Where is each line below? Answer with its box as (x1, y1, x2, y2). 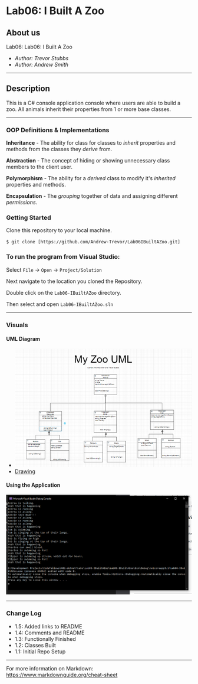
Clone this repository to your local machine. (6, 227, 112, 234)
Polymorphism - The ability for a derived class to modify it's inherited (6, 175, 176, 182)
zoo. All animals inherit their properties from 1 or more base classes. (6, 105, 171, 113)
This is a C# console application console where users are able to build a (6, 99, 181, 106)
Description (6, 84, 50, 94)
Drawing (14, 468, 35, 475)
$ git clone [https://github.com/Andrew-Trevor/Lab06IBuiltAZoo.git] (6, 239, 181, 245)
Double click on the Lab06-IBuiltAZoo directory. (6, 289, 122, 296)
